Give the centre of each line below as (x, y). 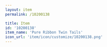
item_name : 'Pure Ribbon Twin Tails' (44, 33)
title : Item (17, 23)
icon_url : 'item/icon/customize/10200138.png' (54, 37)
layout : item (19, 10)
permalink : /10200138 (27, 14)
